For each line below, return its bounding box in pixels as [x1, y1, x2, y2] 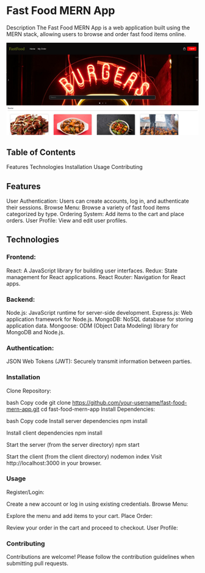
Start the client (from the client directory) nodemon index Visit [6, 452, 162, 460]
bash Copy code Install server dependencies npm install [6, 417, 148, 424]
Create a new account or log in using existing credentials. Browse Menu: [6, 500, 189, 507]
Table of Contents [6, 147, 76, 157]
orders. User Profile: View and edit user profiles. [6, 217, 128, 224]
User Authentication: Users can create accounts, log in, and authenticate [6, 197, 189, 204]
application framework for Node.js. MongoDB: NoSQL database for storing [6, 315, 193, 323]
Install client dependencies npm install [6, 429, 103, 436]
